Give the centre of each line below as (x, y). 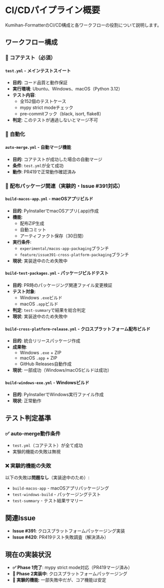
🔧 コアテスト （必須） (30, 58)
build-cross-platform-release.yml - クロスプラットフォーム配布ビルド (78, 329)
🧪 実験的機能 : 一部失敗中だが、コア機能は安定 (59, 580)
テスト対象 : (24, 291)
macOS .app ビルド (39, 304)
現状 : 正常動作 (27, 401)
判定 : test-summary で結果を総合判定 (49, 310)
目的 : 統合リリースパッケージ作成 (46, 341)
